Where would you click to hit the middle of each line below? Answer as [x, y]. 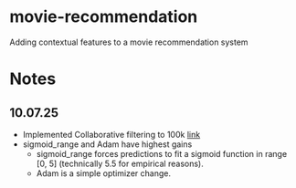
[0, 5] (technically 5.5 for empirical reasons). [120, 163]
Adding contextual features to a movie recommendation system [129, 42]
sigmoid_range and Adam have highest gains [107, 144]
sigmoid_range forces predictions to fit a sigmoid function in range [162, 153]
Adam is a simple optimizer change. [104, 173]
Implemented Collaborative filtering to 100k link [111, 134]
